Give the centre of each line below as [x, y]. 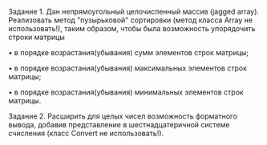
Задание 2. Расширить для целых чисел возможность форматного [123, 116]
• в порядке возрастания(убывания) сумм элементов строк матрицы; [129, 52]
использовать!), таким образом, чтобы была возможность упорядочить [132, 28]
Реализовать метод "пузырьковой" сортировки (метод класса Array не [131, 20]
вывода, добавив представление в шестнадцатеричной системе [119, 125]
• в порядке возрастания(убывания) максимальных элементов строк [127, 68]
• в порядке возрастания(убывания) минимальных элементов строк [126, 92]
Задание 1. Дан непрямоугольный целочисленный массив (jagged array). [133, 12]
